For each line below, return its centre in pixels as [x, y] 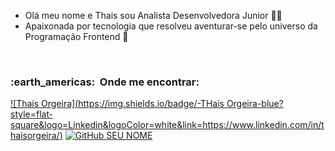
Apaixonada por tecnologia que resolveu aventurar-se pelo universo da [171, 26]
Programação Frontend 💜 [76, 36]
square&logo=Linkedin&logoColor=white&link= [106, 125]
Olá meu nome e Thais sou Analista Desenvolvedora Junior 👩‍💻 [153, 15]
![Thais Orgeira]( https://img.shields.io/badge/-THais [117, 104]
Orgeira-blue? [255, 104]
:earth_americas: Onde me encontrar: [105, 82]
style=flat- [32, 114]
